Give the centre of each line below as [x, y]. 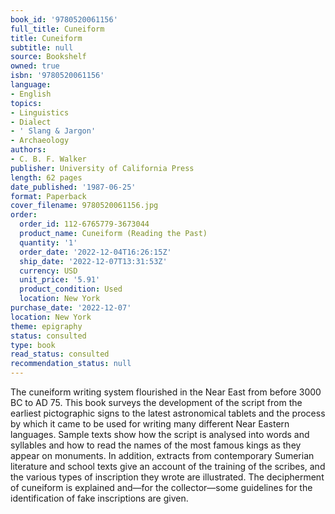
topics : [26, 103]
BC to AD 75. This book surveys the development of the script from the [156, 402]
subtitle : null [42, 47]
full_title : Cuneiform [57, 29]
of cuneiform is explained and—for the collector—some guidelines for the [161, 487]
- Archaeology [40, 141]
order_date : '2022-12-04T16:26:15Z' [95, 252]
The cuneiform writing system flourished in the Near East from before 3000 [166, 392]
